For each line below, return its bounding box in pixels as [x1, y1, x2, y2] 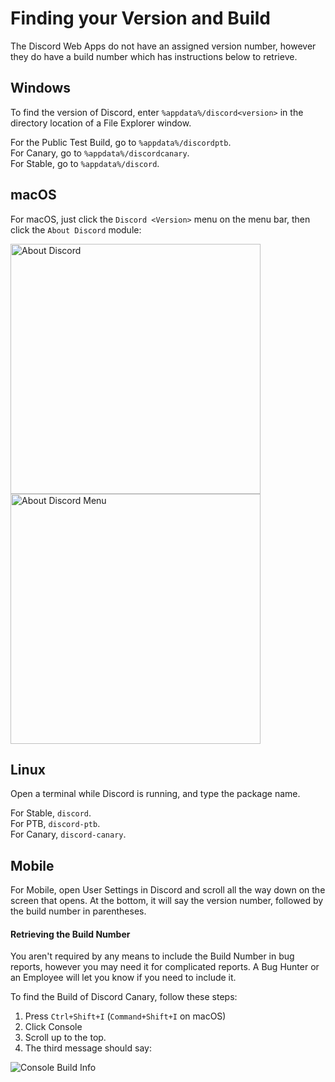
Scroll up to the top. [24, 1032, 107, 1044]
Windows [10, 80, 71, 97]
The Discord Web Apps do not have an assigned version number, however [10, 40, 317, 52]
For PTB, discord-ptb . [10, 818, 101, 830]
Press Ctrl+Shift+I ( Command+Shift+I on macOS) [24, 1010, 227, 1022]
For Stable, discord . [10, 807, 92, 819]
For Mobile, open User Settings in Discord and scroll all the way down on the [10, 884, 326, 896]
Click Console [24, 1021, 83, 1033]
